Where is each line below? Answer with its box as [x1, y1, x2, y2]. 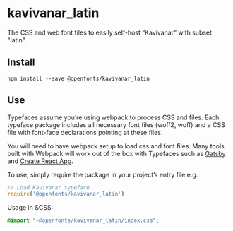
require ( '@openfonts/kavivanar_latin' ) [7, 191, 125, 198]
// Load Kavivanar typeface [7, 184, 90, 191]
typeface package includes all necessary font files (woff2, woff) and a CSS [7, 120, 226, 129]
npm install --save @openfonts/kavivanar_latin [7, 75, 150, 82]
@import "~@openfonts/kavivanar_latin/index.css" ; [7, 217, 160, 224]
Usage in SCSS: [7, 203, 54, 212]
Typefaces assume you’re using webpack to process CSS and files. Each [7, 113, 220, 122]
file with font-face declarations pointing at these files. [7, 128, 163, 136]
